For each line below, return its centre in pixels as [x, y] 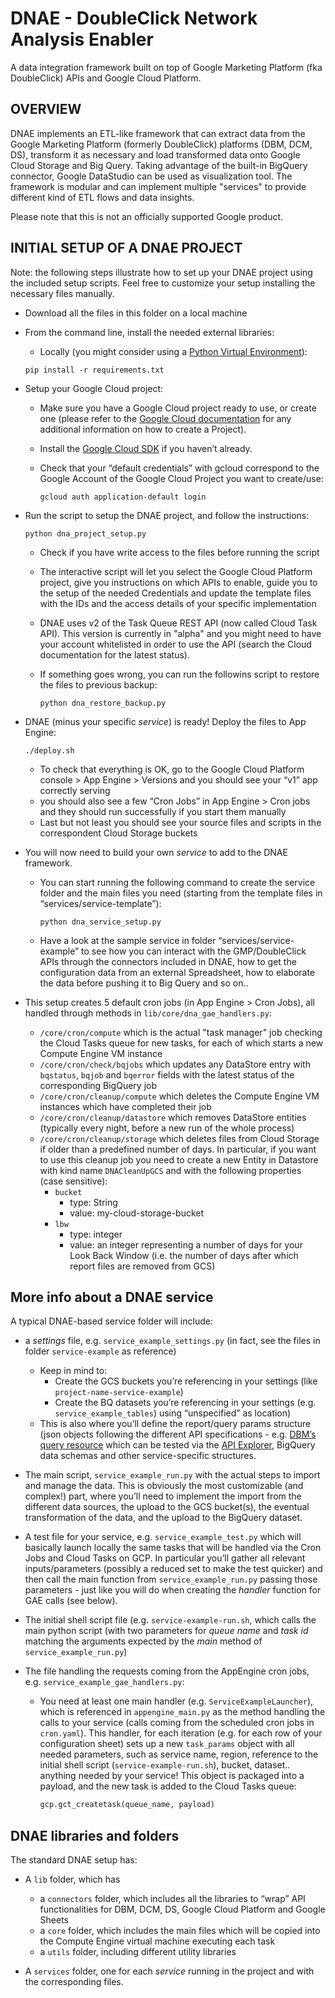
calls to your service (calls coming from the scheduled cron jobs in [177, 1723]
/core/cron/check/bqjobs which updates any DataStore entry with [175, 1064]
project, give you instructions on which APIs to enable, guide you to [178, 582]
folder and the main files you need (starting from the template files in [181, 893]
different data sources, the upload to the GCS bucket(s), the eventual [167, 1507]
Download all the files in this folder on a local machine [136, 313]
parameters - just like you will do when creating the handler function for [173, 1590]
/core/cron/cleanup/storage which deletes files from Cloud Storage [179, 1138]
